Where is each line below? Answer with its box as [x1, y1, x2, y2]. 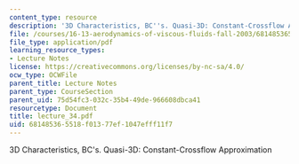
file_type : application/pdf [9, 37, 114, 47]
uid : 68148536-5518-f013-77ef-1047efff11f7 [9, 121, 174, 129]
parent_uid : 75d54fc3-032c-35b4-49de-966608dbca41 [9, 95, 201, 105]
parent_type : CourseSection [9, 87, 114, 96]
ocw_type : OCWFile [9, 71, 77, 80]
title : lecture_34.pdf [9, 112, 93, 121]
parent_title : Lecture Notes [9, 79, 117, 88]
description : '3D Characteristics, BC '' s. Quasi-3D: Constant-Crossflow [9, 21, 285, 30]
